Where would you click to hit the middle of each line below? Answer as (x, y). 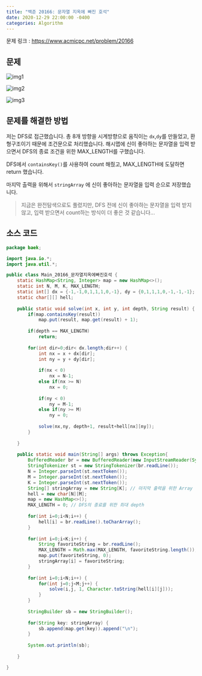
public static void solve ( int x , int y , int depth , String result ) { (106, 308)
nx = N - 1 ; (61, 376)
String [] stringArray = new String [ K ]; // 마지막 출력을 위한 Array (110, 488)
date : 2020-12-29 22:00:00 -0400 (48, 18)
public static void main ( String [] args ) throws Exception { (93, 454)
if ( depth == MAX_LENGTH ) (59, 331)
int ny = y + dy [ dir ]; (67, 359)
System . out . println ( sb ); (59, 646)
